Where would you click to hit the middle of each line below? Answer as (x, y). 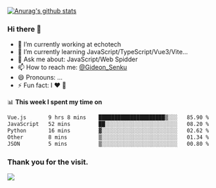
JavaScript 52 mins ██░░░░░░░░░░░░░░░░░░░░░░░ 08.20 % (108, 124)
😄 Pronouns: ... (40, 77)
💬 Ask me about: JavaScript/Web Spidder (78, 59)
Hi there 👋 (25, 29)
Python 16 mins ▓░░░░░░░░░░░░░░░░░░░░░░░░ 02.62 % (108, 131)
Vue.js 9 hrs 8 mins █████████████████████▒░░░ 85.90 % (108, 118)
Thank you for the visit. (48, 162)
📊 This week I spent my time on (55, 102)
